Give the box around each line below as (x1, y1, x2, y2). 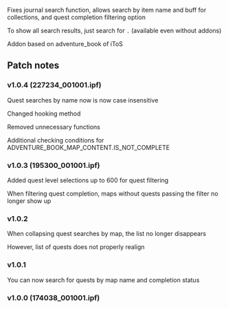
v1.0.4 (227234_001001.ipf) (7, 81, 102, 90)
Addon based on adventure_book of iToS (7, 40, 124, 47)
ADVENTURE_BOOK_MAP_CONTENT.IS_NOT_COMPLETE (7, 143, 170, 151)
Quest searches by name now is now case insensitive (7, 96, 159, 104)
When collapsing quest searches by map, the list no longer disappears (7, 230, 207, 238)
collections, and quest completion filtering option (7, 13, 146, 21)
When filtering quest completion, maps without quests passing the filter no (7, 189, 218, 198)
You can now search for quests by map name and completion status (7, 275, 200, 284)
